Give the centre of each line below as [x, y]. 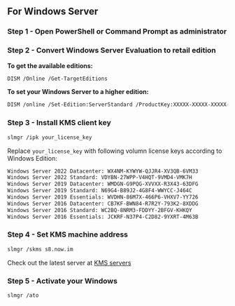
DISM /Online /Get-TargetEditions [58, 79]
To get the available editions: [50, 65]
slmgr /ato [23, 295]
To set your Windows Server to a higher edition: [78, 92]
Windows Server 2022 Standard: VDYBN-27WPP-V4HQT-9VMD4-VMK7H [100, 178]
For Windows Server [53, 12]
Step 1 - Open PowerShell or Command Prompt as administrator [117, 32]
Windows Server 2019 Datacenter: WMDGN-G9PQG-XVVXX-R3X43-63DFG [103, 184]
